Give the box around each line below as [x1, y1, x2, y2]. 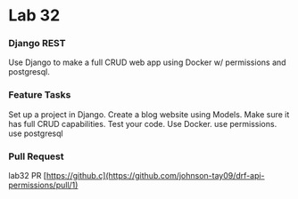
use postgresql [8, 128, 63, 139]
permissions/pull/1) [8, 179, 79, 191]
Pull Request [8, 150, 64, 163]
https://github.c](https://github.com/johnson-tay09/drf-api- [46, 171, 265, 181]
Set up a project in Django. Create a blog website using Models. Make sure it [8, 108, 290, 120]
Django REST [8, 37, 66, 50]
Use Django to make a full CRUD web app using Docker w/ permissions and [8, 57, 286, 68]
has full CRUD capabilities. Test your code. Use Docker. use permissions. [8, 118, 277, 129]
